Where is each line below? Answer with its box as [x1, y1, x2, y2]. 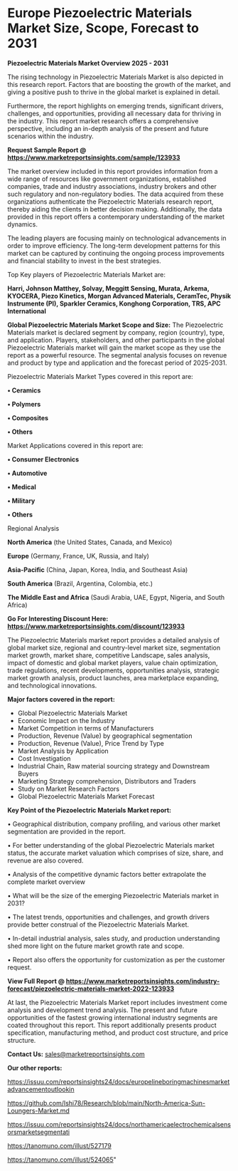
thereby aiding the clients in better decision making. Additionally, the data [7, 204, 222, 213]
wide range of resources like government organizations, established [7, 175, 207, 183]
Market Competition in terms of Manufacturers [17, 724, 154, 732]
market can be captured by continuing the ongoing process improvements [7, 249, 225, 257]
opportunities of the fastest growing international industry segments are [7, 1013, 218, 1021]
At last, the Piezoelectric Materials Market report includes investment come [7, 998, 227, 1006]
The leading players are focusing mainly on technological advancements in [7, 234, 227, 242]
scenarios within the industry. [7, 132, 94, 140]
